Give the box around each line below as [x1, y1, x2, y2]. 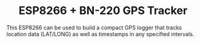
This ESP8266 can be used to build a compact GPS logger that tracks [6, 24, 182, 31]
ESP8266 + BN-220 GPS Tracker [18, 4, 188, 18]
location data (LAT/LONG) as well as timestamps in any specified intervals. [6, 30, 194, 37]
